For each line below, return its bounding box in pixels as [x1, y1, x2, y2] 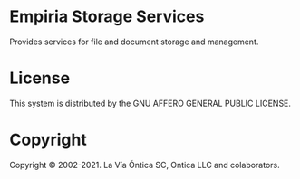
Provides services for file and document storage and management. [9, 36, 259, 47]
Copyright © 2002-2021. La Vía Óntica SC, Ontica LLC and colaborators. [9, 159, 281, 170]
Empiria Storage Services [9, 6, 205, 27]
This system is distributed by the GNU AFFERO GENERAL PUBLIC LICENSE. [9, 98, 292, 108]
